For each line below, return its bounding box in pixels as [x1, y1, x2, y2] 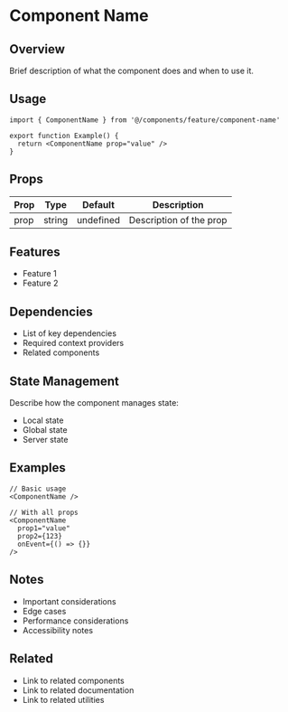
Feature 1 [22, 268, 57, 279]
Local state [22, 415, 64, 426]
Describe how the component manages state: [9, 398, 179, 408]
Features [9, 245, 60, 260]
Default [82, 198, 116, 211]
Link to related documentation [22, 684, 135, 696]
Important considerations [22, 595, 116, 606]
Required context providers [22, 338, 125, 349]
